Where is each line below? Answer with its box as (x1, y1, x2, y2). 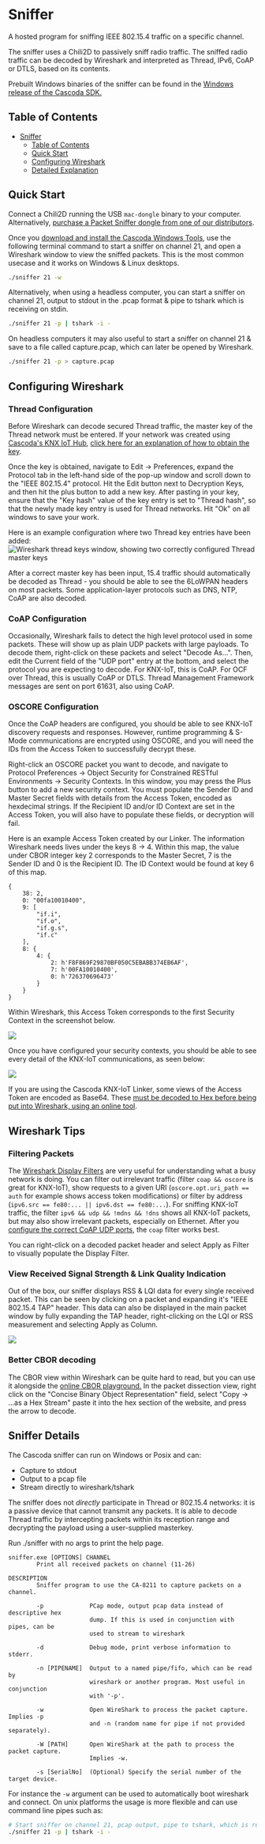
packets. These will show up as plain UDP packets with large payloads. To (8, 639, 249, 649)
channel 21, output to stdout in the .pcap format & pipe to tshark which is (8, 296, 244, 305)
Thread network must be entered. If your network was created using (8, 430, 231, 439)
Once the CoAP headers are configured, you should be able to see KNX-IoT (8, 719, 254, 729)
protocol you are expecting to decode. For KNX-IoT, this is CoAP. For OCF (8, 665, 248, 674)
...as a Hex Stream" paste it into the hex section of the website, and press (8, 1398, 247, 1407)
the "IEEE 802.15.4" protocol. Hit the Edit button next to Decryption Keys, (8, 479, 244, 488)
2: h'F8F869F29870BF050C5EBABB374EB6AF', (50, 959, 189, 967)
